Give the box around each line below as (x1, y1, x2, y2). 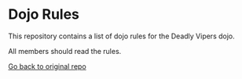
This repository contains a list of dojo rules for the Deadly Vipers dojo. (8, 31, 235, 41)
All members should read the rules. (8, 46, 122, 56)
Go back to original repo (8, 61, 86, 71)
